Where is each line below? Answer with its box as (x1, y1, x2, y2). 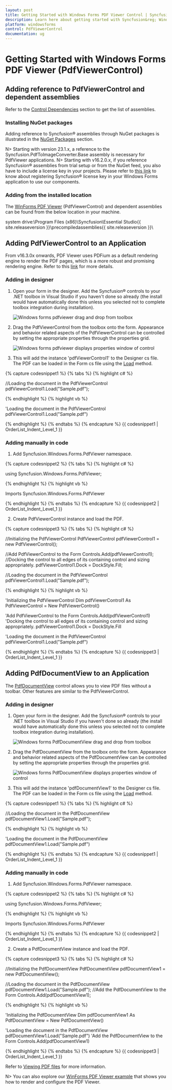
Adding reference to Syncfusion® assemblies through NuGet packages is (5, 131, 160, 137)
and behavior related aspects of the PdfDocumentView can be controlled (12, 754, 167, 760)
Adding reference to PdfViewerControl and (5, 85, 145, 93)
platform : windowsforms (5, 22, 56, 27)
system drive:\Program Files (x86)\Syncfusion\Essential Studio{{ (5, 218, 141, 225)
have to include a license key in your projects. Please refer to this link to (5, 168, 157, 174)
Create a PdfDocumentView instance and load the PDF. (12, 946, 130, 952)
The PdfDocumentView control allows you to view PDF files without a (5, 682, 151, 689)
